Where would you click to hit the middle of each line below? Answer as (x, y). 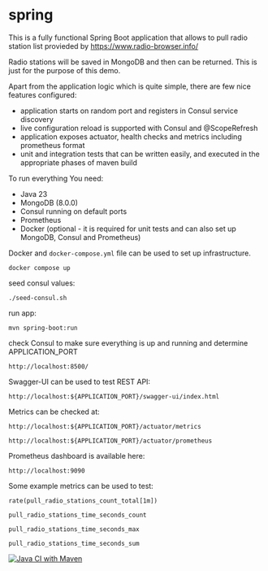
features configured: (43, 94)
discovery (37, 119)
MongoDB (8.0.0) (49, 203)
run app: (22, 313)
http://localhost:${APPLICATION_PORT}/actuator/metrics (105, 426)
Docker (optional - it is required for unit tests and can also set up (128, 229)
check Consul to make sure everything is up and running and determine (128, 342)
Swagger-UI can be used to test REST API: (80, 381)
